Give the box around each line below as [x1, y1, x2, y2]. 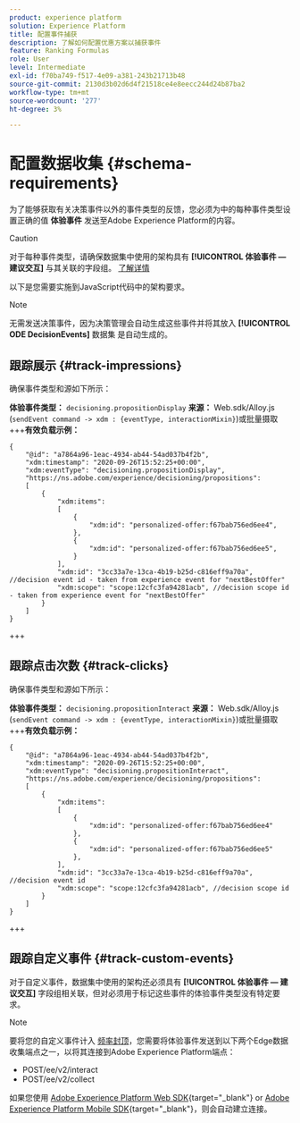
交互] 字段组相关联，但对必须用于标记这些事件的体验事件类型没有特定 [16, 987, 273, 998]
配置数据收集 [9, 154, 104, 174]
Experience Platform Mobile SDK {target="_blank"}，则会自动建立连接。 [9, 1103, 272, 1114]
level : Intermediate [9, 63, 87, 72]
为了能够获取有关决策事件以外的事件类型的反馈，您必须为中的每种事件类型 [9, 204, 283, 215]
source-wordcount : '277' [9, 96, 102, 106]
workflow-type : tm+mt [9, 88, 90, 97]
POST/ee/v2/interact [21, 1064, 98, 1075]
